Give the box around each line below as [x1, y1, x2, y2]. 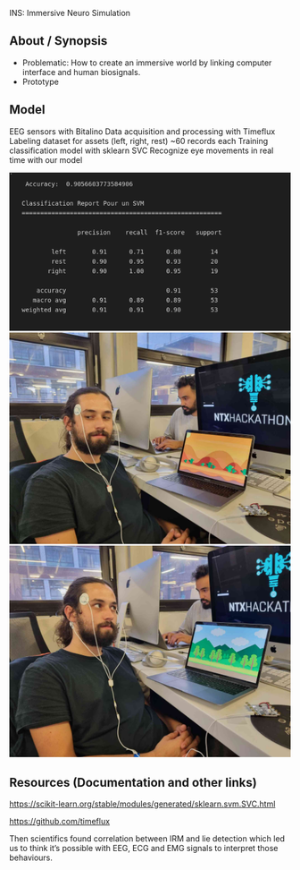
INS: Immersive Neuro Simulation [9, 8, 131, 18]
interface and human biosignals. [21, 66, 141, 77]
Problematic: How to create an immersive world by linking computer [21, 57, 272, 68]
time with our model [9, 154, 83, 165]
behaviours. [9, 852, 54, 863]
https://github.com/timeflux [9, 815, 110, 826]
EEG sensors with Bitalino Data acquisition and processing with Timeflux [9, 125, 276, 137]
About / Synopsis [9, 33, 108, 48]
